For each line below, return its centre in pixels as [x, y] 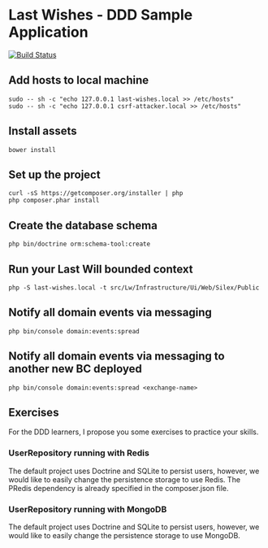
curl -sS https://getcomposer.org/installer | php [96, 194]
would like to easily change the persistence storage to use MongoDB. [125, 536]
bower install [32, 150]
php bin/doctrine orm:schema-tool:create [80, 244]
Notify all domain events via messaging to [117, 357]
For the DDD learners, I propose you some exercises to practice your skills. [134, 432]
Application [48, 32]
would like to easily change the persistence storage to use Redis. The [125, 479]
